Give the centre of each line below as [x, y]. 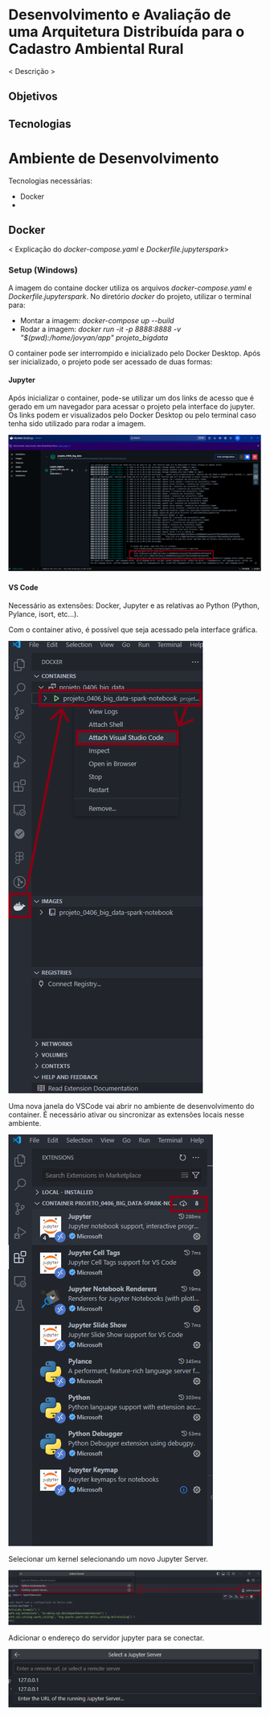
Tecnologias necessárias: [51, 181]
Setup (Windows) [43, 270]
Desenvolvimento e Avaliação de [120, 15]
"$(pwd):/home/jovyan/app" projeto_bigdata [94, 337]
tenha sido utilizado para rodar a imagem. [77, 423]
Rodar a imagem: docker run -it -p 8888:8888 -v [100, 329]
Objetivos [33, 97]
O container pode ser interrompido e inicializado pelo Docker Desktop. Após [135, 353]
